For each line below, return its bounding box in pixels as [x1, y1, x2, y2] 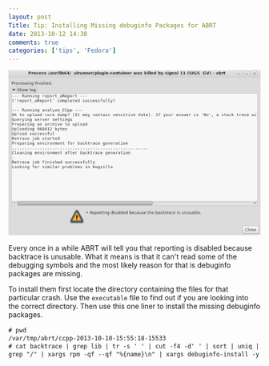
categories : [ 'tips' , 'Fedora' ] [8, 46, 116, 55]
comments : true [8, 38, 59, 46]
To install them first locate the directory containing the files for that [8, 284, 229, 294]
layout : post [8, 13, 52, 21]
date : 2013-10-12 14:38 [8, 30, 88, 38]
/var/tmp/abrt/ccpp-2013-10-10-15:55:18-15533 [8, 334, 167, 342]
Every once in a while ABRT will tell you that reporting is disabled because [8, 243, 252, 252]
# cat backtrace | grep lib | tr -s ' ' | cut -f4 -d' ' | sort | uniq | [8, 342, 260, 350]
